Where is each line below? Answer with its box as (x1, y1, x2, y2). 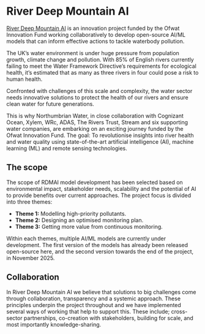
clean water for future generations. (6, 100, 95, 108)
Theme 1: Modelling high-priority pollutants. (15, 210, 127, 217)
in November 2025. (6, 254, 55, 261)
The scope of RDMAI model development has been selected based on (6, 179, 184, 186)
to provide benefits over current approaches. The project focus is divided (6, 191, 192, 199)
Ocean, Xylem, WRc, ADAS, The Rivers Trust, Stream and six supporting (6, 118, 188, 126)
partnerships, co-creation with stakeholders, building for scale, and (23, 314, 194, 322)
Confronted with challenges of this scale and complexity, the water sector (6, 87, 193, 94)
